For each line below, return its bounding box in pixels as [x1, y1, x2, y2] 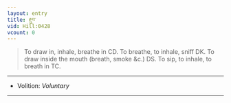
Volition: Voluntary [16, 82, 70, 90]
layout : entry [7, 10, 48, 17]
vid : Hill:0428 [7, 23, 51, 29]
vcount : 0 [7, 29, 36, 36]
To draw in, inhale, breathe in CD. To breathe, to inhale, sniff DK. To [23, 48, 214, 56]
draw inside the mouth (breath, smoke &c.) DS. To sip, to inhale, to [23, 55, 212, 63]
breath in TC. [23, 62, 61, 70]
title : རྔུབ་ [7, 16, 36, 23]
